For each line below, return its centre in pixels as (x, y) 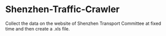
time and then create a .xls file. (38, 28)
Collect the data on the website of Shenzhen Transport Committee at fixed (83, 23)
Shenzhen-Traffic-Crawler (62, 9)
